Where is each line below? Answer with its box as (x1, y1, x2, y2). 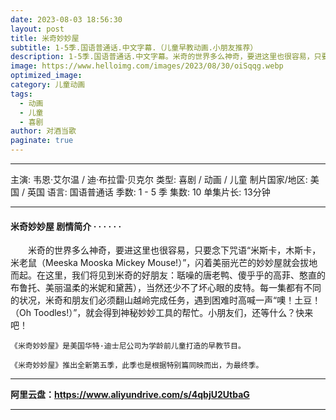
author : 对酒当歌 (10, 126, 77, 136)
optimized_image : (10, 71, 83, 81)
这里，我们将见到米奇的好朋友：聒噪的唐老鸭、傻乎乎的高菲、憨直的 (44, 269, 326, 281)
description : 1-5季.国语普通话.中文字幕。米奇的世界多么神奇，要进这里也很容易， (10, 52, 315, 62)
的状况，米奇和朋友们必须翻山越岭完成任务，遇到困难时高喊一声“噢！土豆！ (10, 294, 322, 306)
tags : (10, 89, 33, 99)
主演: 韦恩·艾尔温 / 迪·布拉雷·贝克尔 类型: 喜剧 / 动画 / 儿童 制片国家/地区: (10, 174, 308, 185)
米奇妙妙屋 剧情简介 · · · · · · (10, 220, 122, 232)
